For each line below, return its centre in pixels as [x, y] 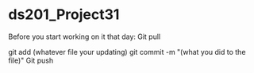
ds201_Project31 [64, 15]
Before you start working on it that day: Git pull [85, 36]
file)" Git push [31, 60]
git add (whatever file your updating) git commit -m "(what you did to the [127, 52]
